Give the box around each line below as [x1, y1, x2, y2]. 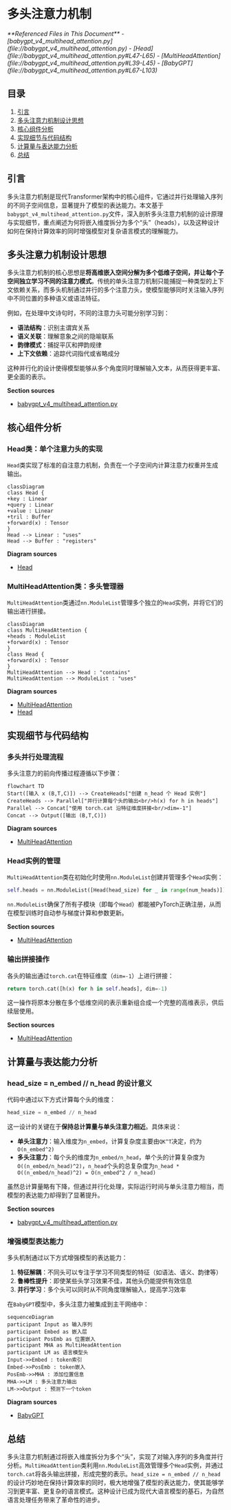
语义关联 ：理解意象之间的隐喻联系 [16, 332, 114, 341]
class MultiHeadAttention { [7, 627, 88, 634]
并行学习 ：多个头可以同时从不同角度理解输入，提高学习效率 [16, 1285, 186, 1293]
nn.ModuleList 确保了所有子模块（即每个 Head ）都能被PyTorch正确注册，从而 [7, 900, 221, 909]
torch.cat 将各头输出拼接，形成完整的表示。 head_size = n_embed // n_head [7, 1470, 221, 1478]
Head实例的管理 [7, 856, 60, 865]
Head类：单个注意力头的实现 [7, 444, 103, 454]
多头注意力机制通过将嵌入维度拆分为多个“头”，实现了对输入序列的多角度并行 [7, 1453, 223, 1461]
